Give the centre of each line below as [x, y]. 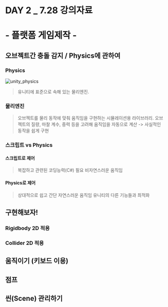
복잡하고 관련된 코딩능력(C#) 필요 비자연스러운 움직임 [70, 170]
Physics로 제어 [20, 183]
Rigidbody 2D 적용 [27, 228]
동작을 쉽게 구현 [33, 131]
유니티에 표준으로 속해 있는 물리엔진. [53, 92]
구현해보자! [22, 213]
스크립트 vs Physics [29, 145]
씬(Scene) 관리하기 [34, 299]
